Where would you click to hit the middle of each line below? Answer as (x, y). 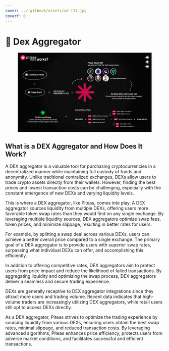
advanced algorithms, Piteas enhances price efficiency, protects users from (84, 333)
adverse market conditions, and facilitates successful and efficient (74, 339)
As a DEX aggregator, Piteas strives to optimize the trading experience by (81, 317)
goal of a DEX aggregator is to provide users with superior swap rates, (78, 245)
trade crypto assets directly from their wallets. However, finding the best (80, 182)
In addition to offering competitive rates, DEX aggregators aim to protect (80, 266)
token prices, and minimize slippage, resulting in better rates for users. (79, 224)
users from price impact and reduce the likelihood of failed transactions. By (83, 271)
